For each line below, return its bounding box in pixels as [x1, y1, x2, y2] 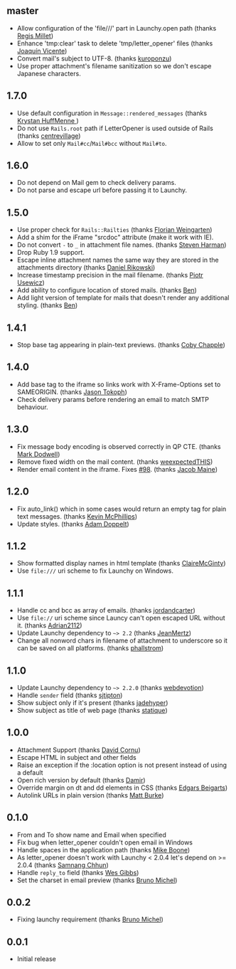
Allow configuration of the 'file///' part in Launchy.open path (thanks [16, 23, 217, 32]
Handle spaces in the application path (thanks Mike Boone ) [16, 845, 191, 854]
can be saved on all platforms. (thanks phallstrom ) [16, 644, 164, 652]
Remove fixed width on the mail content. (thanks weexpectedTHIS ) [16, 457, 213, 466]
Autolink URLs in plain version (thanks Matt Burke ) [16, 790, 164, 799]
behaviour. [16, 403, 48, 411]
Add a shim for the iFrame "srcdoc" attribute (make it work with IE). [16, 233, 214, 242]
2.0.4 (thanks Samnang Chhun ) [16, 860, 109, 869]
